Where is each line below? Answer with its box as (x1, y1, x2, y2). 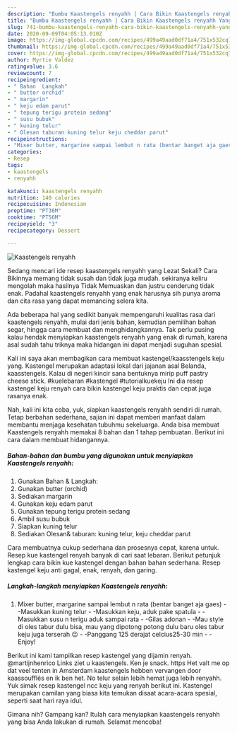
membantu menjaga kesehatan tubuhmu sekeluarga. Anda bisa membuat (7, 420, 220, 429)
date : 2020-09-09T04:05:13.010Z (7, 30, 102, 37)
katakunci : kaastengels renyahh (7, 187, 102, 195)
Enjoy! (17, 637, 36, 646)
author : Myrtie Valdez (7, 57, 74, 64)
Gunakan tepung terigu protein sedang (17, 507, 130, 515)
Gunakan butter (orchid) (17, 484, 88, 492)
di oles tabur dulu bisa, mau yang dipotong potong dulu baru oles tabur (17, 622, 224, 630)
